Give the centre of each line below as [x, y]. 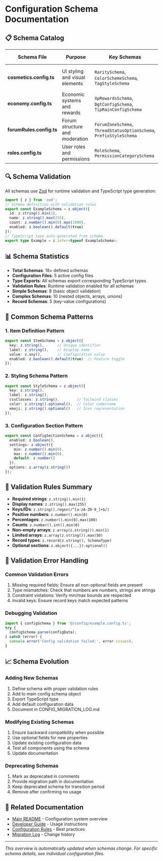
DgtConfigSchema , [114, 104]
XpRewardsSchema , [114, 98]
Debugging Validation [31, 613]
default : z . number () [34, 458]
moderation [75, 139]
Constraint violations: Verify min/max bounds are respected [72, 595]
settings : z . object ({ [31, 445]
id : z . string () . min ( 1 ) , [33, 213]
